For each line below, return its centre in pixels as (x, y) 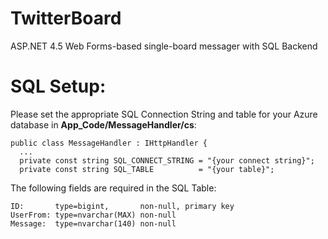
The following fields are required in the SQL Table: (113, 188)
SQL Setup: (58, 86)
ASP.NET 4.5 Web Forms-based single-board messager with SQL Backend (164, 46)
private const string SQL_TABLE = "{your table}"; (147, 169)
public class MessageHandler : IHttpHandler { (109, 143)
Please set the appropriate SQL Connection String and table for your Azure (164, 114)
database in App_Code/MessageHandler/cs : (103, 124)
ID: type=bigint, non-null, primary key (122, 206)
